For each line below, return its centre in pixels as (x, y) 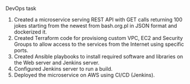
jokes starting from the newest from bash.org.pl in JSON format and (95, 26)
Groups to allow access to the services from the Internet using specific (99, 44)
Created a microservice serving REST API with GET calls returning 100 (98, 19)
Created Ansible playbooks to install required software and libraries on (98, 56)
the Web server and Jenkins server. (57, 63)
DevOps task (21, 8)
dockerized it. (30, 32)
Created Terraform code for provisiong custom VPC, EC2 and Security (98, 38)
